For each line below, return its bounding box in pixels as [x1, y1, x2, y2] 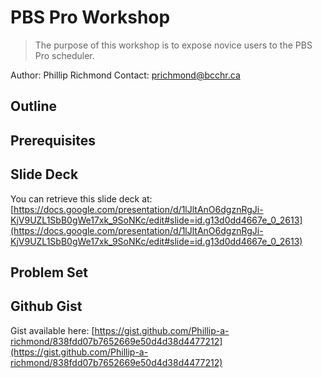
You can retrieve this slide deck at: [10, 192, 153, 205]
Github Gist [10, 298, 83, 315]
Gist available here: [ [10, 324, 95, 336]
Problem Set [10, 264, 89, 281]
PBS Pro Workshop [10, 6, 171, 29]
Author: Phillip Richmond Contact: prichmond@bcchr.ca [10, 69, 241, 81]
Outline [10, 98, 57, 115]
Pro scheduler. [34, 49, 95, 61]
